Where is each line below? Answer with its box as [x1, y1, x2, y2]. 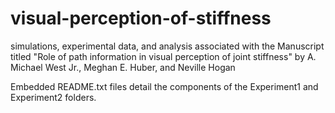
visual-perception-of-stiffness [10, 7, 272, 30]
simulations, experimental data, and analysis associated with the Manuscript [10, 40, 325, 52]
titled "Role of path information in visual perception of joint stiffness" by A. [10, 50, 317, 62]
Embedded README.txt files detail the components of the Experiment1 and [10, 80, 319, 92]
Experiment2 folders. [10, 91, 97, 103]
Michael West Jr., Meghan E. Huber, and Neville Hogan [10, 61, 236, 73]
